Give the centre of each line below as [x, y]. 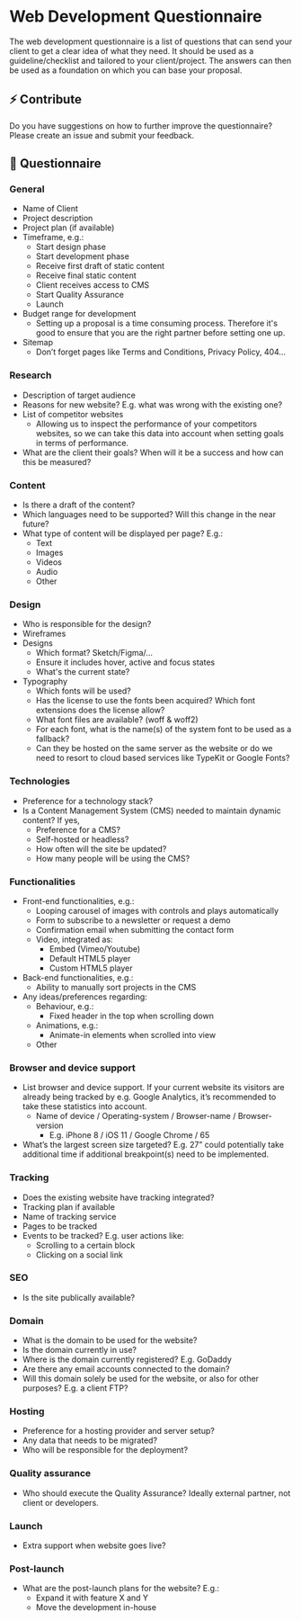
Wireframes [44, 634]
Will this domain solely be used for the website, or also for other [140, 1379]
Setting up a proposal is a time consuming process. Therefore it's [157, 323]
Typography [45, 682]
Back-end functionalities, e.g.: [78, 977]
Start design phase [71, 247]
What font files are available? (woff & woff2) [117, 720]
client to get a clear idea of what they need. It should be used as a [132, 50]
